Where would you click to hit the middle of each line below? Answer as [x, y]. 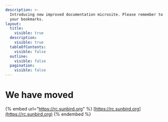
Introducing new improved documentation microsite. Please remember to [87, 14]
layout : [13, 24]
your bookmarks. [27, 19]
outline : [19, 56]
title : [17, 28]
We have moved [39, 95]
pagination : [22, 65]
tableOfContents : [28, 47]
